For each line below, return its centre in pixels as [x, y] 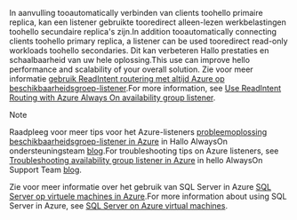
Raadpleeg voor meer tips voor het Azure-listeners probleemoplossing [138, 132]
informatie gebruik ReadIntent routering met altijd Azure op [117, 79]
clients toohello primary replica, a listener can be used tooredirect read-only [148, 41]
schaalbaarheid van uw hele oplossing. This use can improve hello [130, 60]
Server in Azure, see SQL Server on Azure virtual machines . [119, 206]
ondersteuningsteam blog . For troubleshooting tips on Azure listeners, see [144, 151]
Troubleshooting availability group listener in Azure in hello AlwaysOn [136, 160]
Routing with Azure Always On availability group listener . [112, 98]
